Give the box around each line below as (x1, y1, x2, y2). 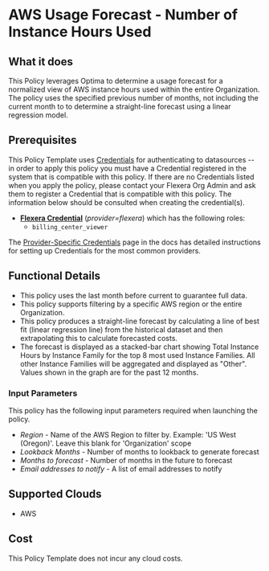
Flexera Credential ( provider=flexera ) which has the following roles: (19, 213, 246, 223)
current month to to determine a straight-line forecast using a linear (8, 102, 231, 111)
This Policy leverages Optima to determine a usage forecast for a (8, 76, 223, 85)
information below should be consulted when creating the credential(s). (8, 197, 245, 207)
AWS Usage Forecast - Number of (8, 6, 238, 24)
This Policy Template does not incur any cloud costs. (8, 553, 183, 563)
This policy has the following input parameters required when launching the (8, 405, 259, 415)
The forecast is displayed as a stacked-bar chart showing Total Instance (19, 342, 259, 351)
